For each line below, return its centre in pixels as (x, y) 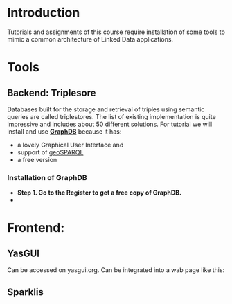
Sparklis (25, 292)
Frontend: (36, 228)
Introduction (44, 13)
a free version (37, 159)
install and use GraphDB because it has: (64, 131)
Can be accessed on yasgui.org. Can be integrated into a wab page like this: (116, 270)
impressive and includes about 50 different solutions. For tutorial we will (110, 124)
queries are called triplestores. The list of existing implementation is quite (111, 116)
